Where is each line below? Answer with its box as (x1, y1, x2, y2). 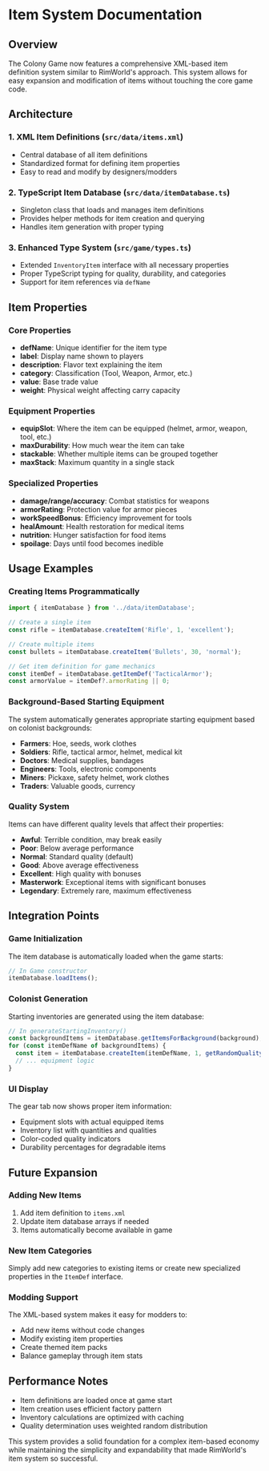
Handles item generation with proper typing (19, 222, 164, 232)
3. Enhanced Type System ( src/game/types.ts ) (8, 242, 192, 253)
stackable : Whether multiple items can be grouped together (19, 449, 219, 459)
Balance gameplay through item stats (19, 1351, 143, 1360)
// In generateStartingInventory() (8, 1027, 127, 1035)
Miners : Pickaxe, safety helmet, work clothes (19, 772, 170, 782)
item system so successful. (8, 1453, 98, 1464)
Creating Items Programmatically (8, 585, 140, 596)
